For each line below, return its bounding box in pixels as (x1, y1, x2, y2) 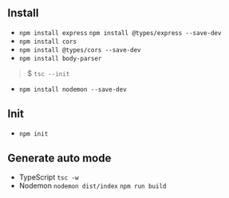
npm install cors (18, 38, 77, 46)
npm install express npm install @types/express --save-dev (18, 29, 222, 37)
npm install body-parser (18, 54, 102, 62)
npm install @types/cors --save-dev (18, 46, 141, 54)
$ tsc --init (26, 68, 70, 78)
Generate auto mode (7, 152, 112, 165)
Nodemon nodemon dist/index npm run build (18, 181, 167, 191)
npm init (18, 129, 49, 138)
